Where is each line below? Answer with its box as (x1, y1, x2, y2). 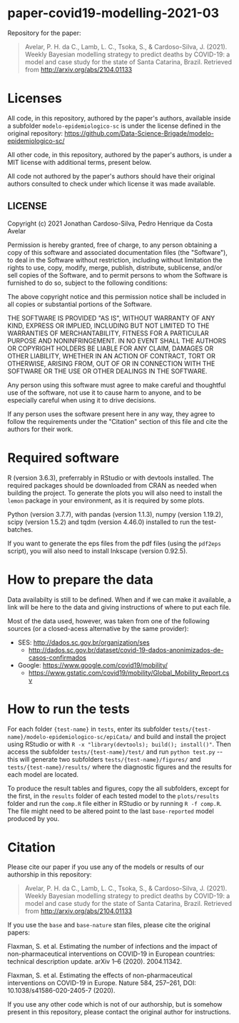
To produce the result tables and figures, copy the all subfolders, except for (7, 784, 230, 792)
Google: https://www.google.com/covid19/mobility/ (17, 660, 168, 669)
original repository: (7, 128, 63, 137)
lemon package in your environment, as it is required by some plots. (7, 496, 205, 505)
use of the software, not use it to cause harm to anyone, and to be (7, 388, 202, 397)
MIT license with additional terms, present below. (7, 158, 152, 166)
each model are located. (7, 770, 79, 779)
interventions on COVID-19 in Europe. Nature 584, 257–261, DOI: (7, 979, 196, 987)
